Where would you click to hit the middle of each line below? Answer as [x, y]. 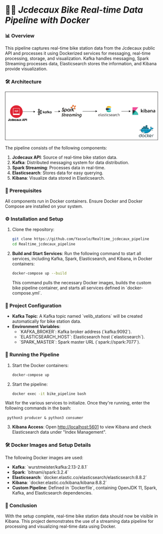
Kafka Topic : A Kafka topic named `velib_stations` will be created [77, 316]
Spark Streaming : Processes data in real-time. [59, 167]
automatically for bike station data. [47, 321]
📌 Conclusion [21, 505]
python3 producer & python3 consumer [45, 418]
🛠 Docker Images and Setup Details [48, 445]
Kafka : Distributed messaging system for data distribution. [71, 162]
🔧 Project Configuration [33, 305]
